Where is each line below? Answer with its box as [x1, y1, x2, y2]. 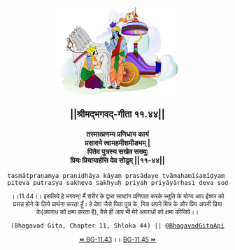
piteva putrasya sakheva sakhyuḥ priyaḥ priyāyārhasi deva [7, 179, 215, 186]
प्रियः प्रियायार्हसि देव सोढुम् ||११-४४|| [69, 155, 166, 165]
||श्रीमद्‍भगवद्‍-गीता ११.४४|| [69, 109, 166, 120]
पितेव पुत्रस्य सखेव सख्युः [87, 147, 148, 157]
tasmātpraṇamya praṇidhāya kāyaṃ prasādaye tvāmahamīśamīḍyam [7, 172, 225, 179]
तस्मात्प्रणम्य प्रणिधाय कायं [86, 130, 149, 139]
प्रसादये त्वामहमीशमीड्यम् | [85, 138, 150, 148]
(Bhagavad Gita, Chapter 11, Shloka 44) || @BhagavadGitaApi [10, 221, 225, 230]
